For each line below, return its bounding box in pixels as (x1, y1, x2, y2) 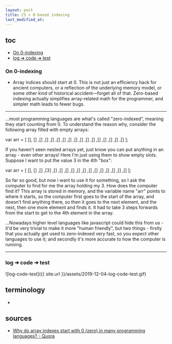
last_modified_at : (5, 17, 45, 22)
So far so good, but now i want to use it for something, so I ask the (5, 177, 146, 183)
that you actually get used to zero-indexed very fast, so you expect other (5, 231, 159, 237)
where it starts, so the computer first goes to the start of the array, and (5, 193, 155, 200)
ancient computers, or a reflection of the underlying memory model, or (12, 85, 162, 91)
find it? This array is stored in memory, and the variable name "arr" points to (5, 188, 165, 195)
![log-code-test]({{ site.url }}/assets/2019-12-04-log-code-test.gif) (5, 271, 146, 277)
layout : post (5, 7, 33, 13)
